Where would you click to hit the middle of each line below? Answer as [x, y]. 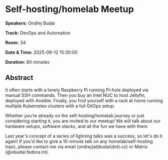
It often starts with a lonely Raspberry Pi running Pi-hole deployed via [77, 90]
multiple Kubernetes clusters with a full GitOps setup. [60, 106]
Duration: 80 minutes [27, 62]
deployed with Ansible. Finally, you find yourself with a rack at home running [84, 100]
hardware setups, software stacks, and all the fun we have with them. [77, 126]
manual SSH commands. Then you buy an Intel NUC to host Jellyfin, [76, 95]
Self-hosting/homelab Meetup [70, 9]
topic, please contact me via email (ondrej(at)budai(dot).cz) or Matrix [76, 146]
